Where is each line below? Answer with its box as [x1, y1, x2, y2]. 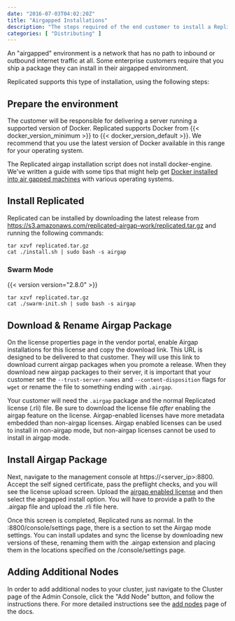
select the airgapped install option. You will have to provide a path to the [7, 495, 215, 503]
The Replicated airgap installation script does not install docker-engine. [7, 160, 213, 168]
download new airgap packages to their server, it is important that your [7, 368, 212, 376]
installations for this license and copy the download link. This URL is [7, 345, 203, 354]
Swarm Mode [7, 265, 54, 274]
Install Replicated [7, 195, 85, 207]
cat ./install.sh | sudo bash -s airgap [7, 248, 127, 255]
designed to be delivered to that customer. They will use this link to [7, 352, 201, 361]
